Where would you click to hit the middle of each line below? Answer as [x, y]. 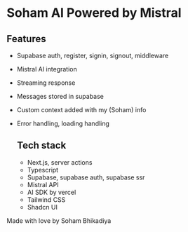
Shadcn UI [42, 207]
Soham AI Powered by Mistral [94, 13]
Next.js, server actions [60, 162]
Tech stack [41, 145]
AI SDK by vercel [52, 192]
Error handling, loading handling [63, 123]
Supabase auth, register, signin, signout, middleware [93, 55]
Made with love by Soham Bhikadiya [59, 220]
